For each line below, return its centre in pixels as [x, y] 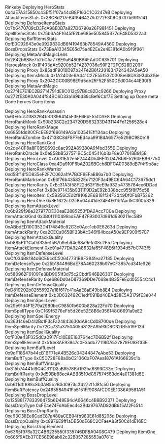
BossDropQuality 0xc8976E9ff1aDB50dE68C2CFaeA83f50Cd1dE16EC [76, 421]
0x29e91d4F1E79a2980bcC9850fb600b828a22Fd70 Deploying [70, 306]
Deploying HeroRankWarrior [34, 169]
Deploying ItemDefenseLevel [34, 253]
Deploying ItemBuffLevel [30, 348]
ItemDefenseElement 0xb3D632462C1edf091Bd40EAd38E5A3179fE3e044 [81, 295]
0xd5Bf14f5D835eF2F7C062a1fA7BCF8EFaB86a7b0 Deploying [69, 174]
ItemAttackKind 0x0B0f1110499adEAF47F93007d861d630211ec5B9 [74, 216]
